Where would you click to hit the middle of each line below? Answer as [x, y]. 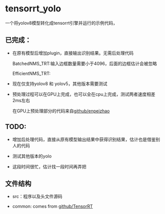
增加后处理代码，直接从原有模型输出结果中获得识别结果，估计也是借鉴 [84, 139]
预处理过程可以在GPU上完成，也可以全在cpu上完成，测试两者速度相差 [84, 94]
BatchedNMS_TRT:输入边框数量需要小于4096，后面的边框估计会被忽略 [84, 63]
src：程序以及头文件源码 [37, 197]
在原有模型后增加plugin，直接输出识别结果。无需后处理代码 [73, 53]
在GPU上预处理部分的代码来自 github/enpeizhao [61, 111]
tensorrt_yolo [33, 9]
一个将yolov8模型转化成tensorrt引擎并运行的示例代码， [61, 23]
